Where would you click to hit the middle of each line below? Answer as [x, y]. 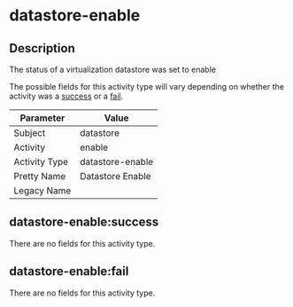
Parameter [42, 118]
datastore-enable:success [84, 222]
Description [42, 48]
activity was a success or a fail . [66, 96]
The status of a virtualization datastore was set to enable [113, 69]
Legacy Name [42, 190]
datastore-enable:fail [69, 272]
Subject [30, 133]
